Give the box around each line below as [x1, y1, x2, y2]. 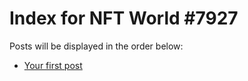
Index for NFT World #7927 [9, 7, 239, 30]
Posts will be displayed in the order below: [9, 40, 184, 52]
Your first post [23, 59, 83, 71]
